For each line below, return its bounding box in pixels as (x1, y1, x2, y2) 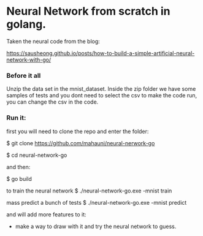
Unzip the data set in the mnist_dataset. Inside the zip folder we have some (6, 85, 196, 93)
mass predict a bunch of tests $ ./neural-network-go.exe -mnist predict (6, 199, 187, 206)
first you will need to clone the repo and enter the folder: (6, 128, 149, 135)
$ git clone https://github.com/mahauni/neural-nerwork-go (6, 139, 155, 147)
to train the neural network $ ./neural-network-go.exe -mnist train (6, 187, 172, 194)
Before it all (6, 71, 41, 80)
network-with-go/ (6, 56, 51, 63)
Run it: (6, 113, 26, 122)
